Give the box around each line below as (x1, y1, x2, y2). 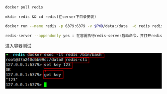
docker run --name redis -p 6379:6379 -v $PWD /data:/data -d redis (5, 24, 150, 29)
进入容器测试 (5, 43, 31, 48)
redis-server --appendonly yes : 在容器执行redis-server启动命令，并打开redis (5, 33, 163, 38)
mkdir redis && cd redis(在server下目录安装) (5, 14, 97, 19)
